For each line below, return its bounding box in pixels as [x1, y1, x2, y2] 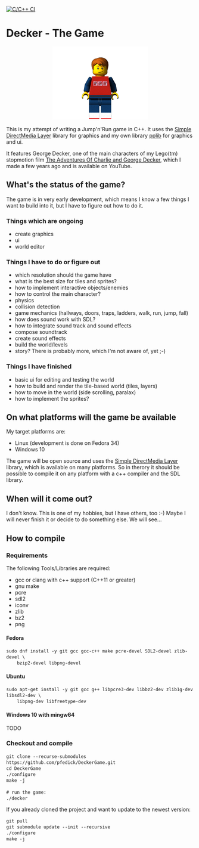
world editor [14, 243, 45, 250]
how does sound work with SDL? [14, 316, 96, 323]
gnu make [14, 582, 40, 590]
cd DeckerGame [6, 765, 42, 772]
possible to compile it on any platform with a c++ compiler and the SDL [6, 470, 181, 477]
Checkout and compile [6, 739, 73, 748]
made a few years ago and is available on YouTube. [6, 162, 132, 169]
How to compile [6, 533, 66, 543]
